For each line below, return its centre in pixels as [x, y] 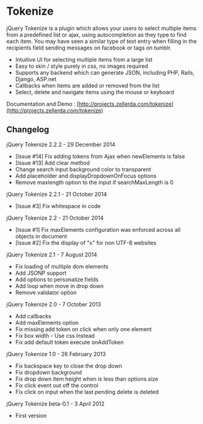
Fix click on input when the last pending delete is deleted [87, 392]
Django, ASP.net [36, 79]
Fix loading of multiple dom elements [62, 266]
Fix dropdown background [49, 372]
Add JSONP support [41, 273]
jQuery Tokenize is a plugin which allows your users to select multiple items [102, 28]
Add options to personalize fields [57, 279]
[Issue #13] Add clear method [52, 163]
